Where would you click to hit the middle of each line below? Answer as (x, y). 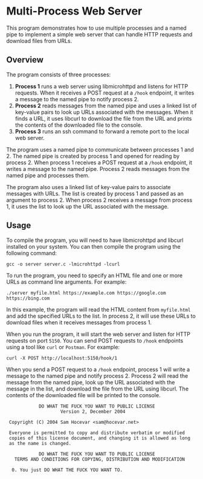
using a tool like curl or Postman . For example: (63, 347)
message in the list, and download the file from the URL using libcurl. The (98, 389)
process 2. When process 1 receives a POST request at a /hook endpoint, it (99, 162)
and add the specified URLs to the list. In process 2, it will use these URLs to (101, 316)
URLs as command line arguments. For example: (66, 282)
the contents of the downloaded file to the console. (79, 125)
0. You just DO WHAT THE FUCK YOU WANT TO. (67, 470)
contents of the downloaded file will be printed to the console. (84, 395)
